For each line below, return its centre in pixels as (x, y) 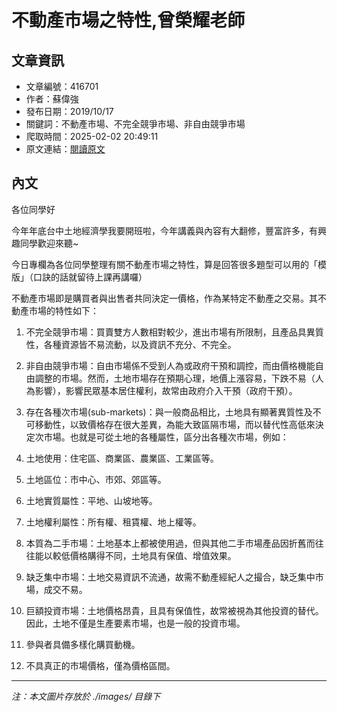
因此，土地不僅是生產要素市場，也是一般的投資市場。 (135, 623)
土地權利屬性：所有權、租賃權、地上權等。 (113, 522)
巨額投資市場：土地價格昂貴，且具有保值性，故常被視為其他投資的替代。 (174, 610)
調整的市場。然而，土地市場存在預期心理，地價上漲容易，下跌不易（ (175, 378)
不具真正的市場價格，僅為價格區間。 (100, 665)
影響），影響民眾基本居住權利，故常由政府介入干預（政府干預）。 (166, 390)
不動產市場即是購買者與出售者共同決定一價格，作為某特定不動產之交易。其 (164, 298)
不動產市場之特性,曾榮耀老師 (128, 20)
